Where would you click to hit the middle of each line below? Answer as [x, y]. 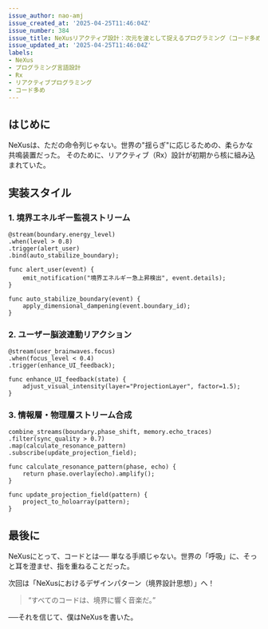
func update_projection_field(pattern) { [78, 495]
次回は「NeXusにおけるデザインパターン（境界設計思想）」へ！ [112, 583]
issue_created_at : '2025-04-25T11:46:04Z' [80, 23]
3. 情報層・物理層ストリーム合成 [70, 415]
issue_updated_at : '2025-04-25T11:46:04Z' [80, 46]
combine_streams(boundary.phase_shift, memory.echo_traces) [110, 432]
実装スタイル [40, 193]
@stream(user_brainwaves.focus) [62, 352]
